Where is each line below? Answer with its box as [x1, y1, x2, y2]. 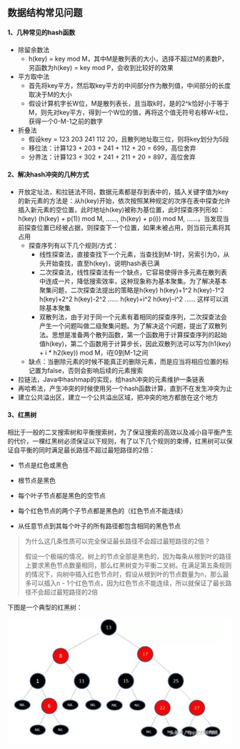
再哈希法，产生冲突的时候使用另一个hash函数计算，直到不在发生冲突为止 [17, 384, 233, 392]
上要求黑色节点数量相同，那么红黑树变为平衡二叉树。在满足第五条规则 [24, 561, 232, 570]
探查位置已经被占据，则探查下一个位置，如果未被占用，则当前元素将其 [24, 223, 231, 232]
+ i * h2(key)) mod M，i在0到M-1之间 [39, 348, 149, 357]
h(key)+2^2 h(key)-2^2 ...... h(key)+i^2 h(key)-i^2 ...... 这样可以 [39, 294, 223, 303]
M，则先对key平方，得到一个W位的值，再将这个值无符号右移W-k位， [28, 108, 232, 116]
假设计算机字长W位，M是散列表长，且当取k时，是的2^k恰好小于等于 [28, 99, 230, 107]
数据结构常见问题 [7, 6, 83, 19]
